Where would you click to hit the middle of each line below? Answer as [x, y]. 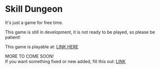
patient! [13, 37]
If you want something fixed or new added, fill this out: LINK [65, 61]
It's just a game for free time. [34, 23]
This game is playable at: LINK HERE [42, 46]
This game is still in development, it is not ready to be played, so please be [80, 32]
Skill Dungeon [34, 9]
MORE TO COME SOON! [29, 56]
